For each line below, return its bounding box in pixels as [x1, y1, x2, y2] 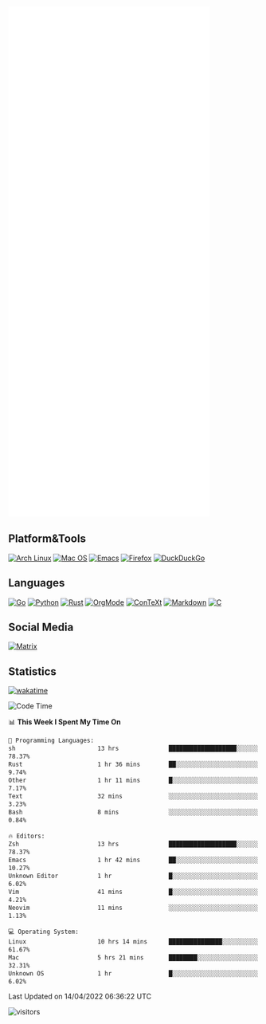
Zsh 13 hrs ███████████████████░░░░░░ [8, 840, 259, 849]
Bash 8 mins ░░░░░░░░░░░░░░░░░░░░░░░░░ [8, 808, 259, 817]
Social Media [8, 621, 74, 634]
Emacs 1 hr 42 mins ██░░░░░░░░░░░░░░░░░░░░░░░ [8, 856, 259, 865]
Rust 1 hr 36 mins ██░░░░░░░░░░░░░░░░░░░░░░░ [8, 760, 259, 769]
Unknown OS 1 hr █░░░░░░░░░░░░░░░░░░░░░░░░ [8, 970, 259, 978]
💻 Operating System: [8, 928, 80, 936]
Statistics [8, 665, 57, 678]
